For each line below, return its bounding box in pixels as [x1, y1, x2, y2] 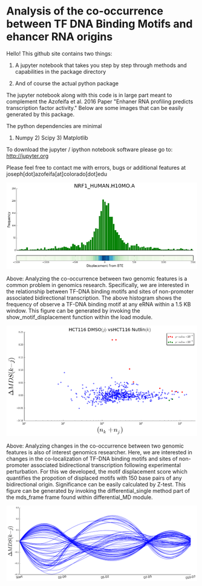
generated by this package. [6, 111, 75, 118]
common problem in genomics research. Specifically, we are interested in [6, 282, 189, 289]
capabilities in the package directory [15, 68, 106, 75]
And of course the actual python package [15, 80, 119, 87]
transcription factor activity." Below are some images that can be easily [6, 104, 184, 111]
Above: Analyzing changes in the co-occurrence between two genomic [6, 442, 184, 449]
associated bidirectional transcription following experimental [30, 462, 181, 469]
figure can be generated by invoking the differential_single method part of [6, 488, 191, 494]
